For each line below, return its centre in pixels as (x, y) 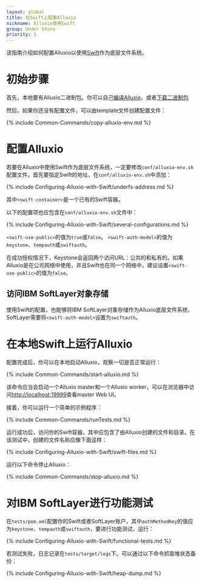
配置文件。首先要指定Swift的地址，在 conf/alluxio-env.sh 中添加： (89, 175)
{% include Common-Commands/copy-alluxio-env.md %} (79, 123)
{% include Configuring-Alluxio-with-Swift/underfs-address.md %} (90, 187)
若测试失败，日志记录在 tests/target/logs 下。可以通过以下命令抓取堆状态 (99, 553)
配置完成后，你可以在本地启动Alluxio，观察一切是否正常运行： (84, 362)
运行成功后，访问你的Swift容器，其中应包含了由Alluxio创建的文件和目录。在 (101, 432)
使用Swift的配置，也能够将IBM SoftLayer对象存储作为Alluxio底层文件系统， (100, 309)
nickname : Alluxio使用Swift (41, 23)
